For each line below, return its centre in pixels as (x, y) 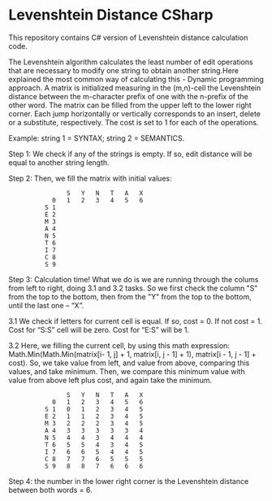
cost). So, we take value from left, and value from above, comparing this (129, 363)
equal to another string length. (59, 162)
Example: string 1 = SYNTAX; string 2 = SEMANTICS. (97, 138)
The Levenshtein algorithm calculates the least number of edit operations (131, 62)
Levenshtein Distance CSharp (111, 15)
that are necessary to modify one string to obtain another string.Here (124, 70)
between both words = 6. (50, 490)
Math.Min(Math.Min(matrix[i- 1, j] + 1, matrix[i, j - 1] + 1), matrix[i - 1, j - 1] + (132, 354)
